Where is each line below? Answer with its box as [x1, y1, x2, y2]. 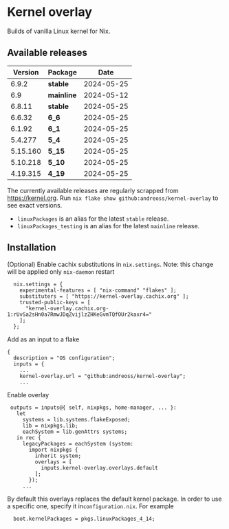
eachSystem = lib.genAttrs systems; [22, 428, 128, 435]
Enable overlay [7, 390, 50, 399]
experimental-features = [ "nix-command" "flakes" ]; [19, 287, 177, 294]
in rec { [16, 434, 41, 441]
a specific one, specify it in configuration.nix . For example [7, 501, 174, 510]
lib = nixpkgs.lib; [22, 422, 78, 429]
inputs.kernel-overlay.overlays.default [41, 464, 158, 471]
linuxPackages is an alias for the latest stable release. [17, 214, 169, 223]
